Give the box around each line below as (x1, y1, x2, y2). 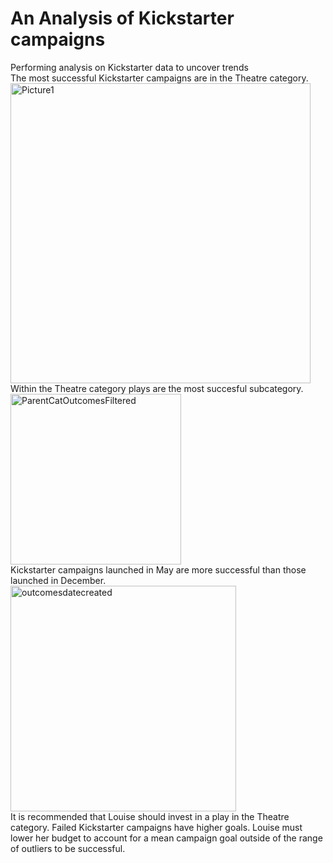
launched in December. (10, 574, 107, 586)
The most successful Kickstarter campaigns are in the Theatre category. (10, 72, 309, 84)
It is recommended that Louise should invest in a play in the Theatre (10, 810, 290, 822)
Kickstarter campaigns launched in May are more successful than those (10, 563, 307, 576)
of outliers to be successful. (10, 842, 126, 854)
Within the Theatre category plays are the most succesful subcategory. (10, 382, 304, 394)
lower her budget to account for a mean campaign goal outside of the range (10, 832, 323, 844)
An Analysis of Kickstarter (10, 7, 235, 30)
